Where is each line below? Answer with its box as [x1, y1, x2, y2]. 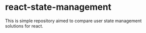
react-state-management [5, 1, 112, 13]
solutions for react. [5, 23, 43, 29]
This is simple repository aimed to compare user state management [5, 18, 142, 24]
